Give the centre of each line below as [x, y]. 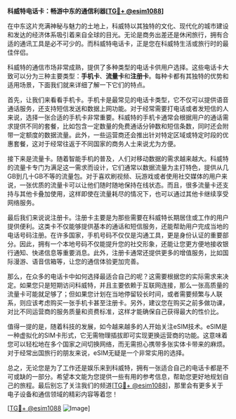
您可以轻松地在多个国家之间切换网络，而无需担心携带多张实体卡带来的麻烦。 [118, 344]
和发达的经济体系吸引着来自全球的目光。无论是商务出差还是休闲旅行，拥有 [115, 35]
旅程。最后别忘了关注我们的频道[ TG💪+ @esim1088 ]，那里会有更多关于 [121, 385]
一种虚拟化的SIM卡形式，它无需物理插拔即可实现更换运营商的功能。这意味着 [118, 335]
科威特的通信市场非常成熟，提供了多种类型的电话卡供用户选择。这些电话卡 [115, 67]
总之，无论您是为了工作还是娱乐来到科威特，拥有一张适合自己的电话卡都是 [115, 368]
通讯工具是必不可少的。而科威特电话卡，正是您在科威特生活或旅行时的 [121, 44]
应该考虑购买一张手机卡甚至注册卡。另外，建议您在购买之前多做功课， [127, 303]
